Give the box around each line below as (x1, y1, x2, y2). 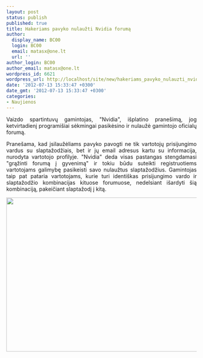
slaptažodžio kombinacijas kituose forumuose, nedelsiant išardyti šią (6, 179, 197, 186)
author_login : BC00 (6, 59, 56, 65)
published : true (6, 20, 47, 26)
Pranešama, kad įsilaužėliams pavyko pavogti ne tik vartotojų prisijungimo (6, 140, 197, 147)
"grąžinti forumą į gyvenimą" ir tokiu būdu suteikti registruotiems (6, 159, 197, 167)
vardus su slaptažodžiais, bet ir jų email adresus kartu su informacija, (6, 147, 197, 154)
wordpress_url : (6, 76, 45, 82)
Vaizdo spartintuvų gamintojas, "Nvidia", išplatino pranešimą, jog (6, 116, 197, 123)
